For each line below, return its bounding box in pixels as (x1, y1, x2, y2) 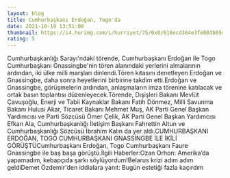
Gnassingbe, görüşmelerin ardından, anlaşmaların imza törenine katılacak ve (7, 84, 222, 92)
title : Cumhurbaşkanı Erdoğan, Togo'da (7, 16, 121, 23)
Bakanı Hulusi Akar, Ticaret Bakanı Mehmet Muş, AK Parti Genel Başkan (7, 105, 209, 114)
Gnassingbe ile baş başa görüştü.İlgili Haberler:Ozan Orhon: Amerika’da (7, 149, 209, 157)
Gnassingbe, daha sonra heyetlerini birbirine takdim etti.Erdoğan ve (7, 76, 197, 84)
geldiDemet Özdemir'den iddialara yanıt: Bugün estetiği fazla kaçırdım (7, 164, 204, 172)
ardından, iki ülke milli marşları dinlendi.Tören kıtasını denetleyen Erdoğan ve (7, 69, 222, 77)
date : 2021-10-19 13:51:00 (7, 23, 84, 29)
